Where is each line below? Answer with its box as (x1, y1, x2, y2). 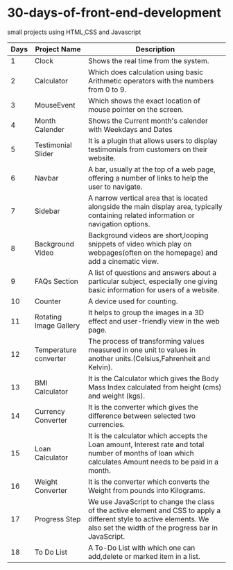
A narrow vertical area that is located (87, 193, 208, 203)
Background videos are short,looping (87, 230, 209, 240)
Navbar (34, 173, 59, 183)
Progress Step (34, 514, 81, 523)
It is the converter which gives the (87, 402, 199, 412)
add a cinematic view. (87, 256, 159, 266)
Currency (34, 406, 65, 416)
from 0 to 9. (87, 85, 127, 94)
